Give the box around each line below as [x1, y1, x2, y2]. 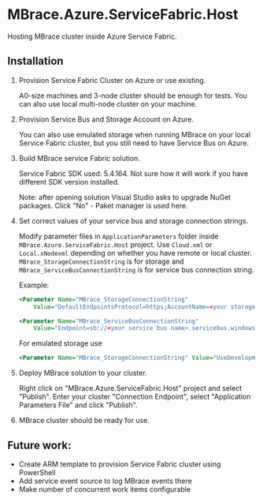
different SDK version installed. [18, 177, 120, 186]
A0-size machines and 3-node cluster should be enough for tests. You [18, 91, 247, 100]
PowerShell [18, 467, 56, 477]
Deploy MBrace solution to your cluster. [18, 369, 147, 378]
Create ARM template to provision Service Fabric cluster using [18, 459, 221, 469]
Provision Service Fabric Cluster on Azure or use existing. [18, 75, 206, 84]
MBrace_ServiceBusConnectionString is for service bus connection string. [18, 264, 254, 274]
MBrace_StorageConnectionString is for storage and [18, 257, 184, 266]
